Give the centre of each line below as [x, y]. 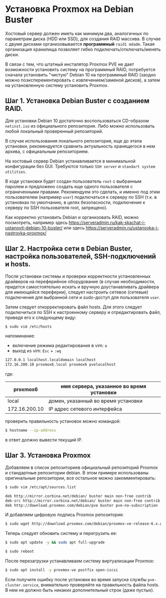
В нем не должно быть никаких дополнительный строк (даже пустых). [80, 590]
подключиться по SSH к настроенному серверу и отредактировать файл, [83, 312]
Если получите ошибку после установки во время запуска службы [76, 579]
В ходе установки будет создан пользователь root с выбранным [73, 181]
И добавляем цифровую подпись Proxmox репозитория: [64, 515]
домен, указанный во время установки [96, 401]
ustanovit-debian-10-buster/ [34, 227]
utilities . [16, 171]
